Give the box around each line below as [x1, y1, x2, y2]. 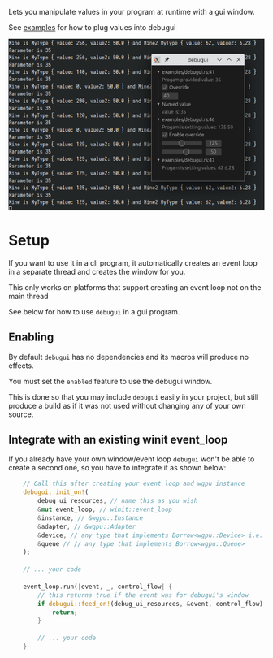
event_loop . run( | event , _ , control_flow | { [23, 582, 173, 591]
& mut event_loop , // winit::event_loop [37, 505, 173, 514]
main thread [8, 291, 49, 301]
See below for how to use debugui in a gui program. [8, 306, 180, 316]
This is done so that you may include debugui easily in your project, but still [8, 392, 258, 401]
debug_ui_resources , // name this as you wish [37, 497, 198, 505]
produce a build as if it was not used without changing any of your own [8, 400, 246, 410]
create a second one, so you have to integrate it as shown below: [8, 463, 227, 473]
